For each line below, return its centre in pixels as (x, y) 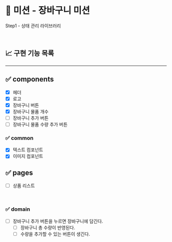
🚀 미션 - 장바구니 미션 (48, 11)
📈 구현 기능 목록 (30, 54)
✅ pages (19, 173)
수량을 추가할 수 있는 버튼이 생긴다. (55, 234)
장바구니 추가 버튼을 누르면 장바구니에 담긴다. (58, 221)
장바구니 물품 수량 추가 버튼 (40, 124)
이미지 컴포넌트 (28, 156)
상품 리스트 (24, 186)
